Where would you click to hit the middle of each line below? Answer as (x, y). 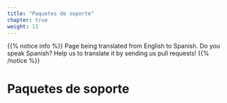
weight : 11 (23, 26)
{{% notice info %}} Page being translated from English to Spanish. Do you (113, 46)
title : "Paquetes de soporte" (51, 13)
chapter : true (28, 20)
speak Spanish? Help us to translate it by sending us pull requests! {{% (108, 53)
